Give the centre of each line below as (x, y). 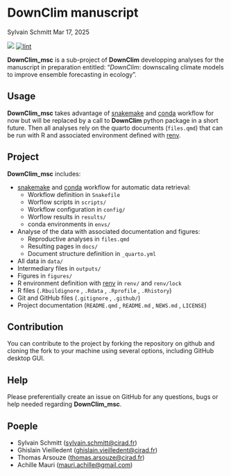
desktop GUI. (26, 358)
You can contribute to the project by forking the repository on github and (111, 343)
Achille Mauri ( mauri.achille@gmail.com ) (75, 465)
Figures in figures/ (45, 275)
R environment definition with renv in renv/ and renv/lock (99, 283)
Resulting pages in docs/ (63, 246)
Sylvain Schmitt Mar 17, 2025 (49, 32)
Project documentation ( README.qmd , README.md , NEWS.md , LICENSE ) (112, 305)
